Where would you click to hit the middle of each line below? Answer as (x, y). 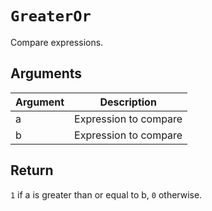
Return (32, 170)
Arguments (46, 73)
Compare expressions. (57, 42)
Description (128, 102)
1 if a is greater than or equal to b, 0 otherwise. (106, 194)
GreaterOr (51, 16)
